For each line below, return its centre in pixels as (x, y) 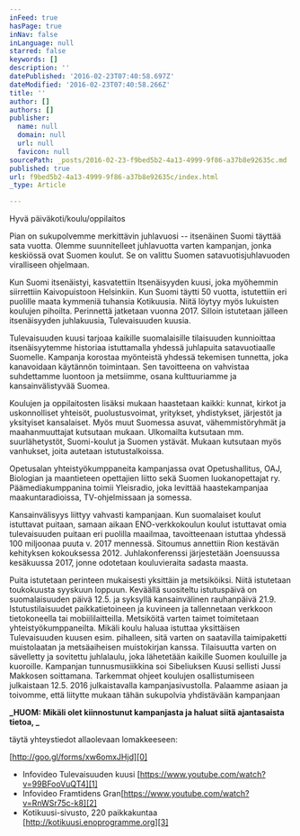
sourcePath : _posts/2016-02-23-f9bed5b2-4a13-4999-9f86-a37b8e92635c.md (148, 160)
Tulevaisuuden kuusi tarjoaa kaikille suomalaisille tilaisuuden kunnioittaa (142, 338)
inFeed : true (34, 18)
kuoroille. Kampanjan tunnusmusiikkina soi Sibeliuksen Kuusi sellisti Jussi (145, 667)
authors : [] (31, 110)
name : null (38, 127)
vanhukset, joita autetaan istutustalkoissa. (87, 451)
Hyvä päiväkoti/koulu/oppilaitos (67, 219)
